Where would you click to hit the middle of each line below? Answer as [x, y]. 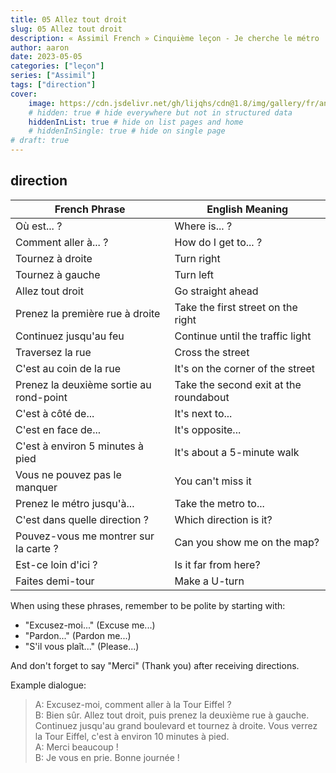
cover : [24, 94]
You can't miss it [213, 481]
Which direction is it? [223, 519]
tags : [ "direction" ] [53, 85]
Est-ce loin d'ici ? [56, 564]
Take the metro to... [219, 503]
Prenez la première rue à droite [88, 313]
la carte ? [37, 548]
